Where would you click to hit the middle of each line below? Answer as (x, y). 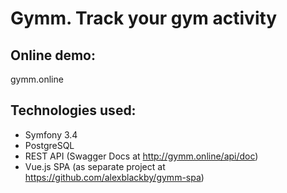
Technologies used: (73, 110)
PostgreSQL (49, 145)
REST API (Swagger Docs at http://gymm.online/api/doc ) (141, 156)
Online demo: (53, 55)
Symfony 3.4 (51, 134)
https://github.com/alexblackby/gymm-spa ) (114, 177)
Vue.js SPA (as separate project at (95, 166)
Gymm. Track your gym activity (144, 18)
